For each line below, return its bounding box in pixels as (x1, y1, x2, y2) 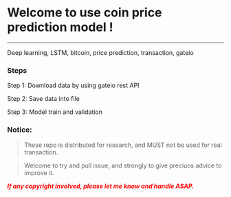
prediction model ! (7, 19, 113, 35)
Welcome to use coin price (7, 5, 162, 21)
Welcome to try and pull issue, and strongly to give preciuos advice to (23, 161, 222, 170)
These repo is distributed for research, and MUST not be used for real (23, 141, 222, 149)
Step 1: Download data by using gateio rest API (7, 81, 140, 90)
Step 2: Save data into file (7, 95, 80, 103)
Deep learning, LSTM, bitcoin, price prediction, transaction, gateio (7, 48, 194, 56)
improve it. (23, 168, 54, 176)
